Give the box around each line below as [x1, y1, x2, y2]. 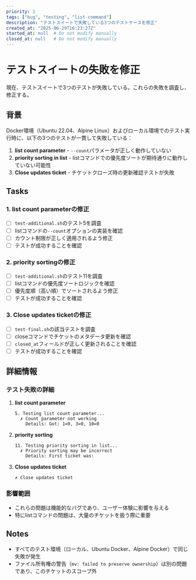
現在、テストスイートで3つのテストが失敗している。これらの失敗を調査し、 [6, 84, 190, 91]
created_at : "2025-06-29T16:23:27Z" [6, 25, 96, 31]
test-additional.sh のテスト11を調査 [14, 272, 103, 279]
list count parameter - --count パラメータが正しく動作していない [14, 147, 172, 154]
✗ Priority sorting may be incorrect [20, 448, 113, 454]
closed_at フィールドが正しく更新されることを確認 [14, 340, 137, 347]
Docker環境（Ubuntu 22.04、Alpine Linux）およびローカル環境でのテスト [6, 127, 185, 134]
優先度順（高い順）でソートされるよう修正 [14, 287, 118, 295]
